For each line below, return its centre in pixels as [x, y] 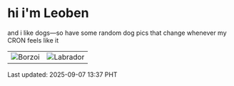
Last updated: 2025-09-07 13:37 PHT [62, 74]
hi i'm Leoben [48, 13]
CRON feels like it [33, 40]
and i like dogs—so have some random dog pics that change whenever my [117, 33]
